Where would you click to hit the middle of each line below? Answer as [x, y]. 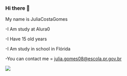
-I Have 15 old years [26, 39]
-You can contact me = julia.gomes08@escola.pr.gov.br [63, 59]
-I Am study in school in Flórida [38, 49]
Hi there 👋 [18, 8]
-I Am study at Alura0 [28, 29]
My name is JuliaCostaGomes [36, 19]
